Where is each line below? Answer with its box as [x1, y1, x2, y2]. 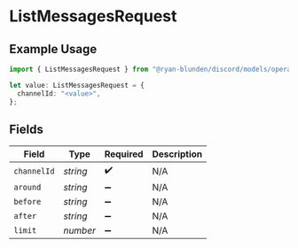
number [63, 224, 96, 236]
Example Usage [9, 42, 98, 57]
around [13, 182, 42, 192]
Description [152, 148, 203, 160]
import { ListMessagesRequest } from [9, 65, 149, 74]
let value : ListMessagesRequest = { [9, 81, 145, 89]
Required [104, 148, 144, 160]
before [13, 197, 42, 207]
